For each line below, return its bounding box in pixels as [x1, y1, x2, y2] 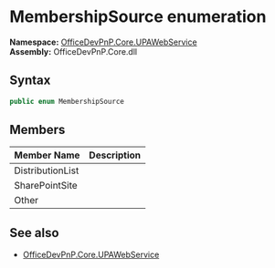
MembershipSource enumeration [9, 6, 267, 27]
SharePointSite [14, 180, 78, 192]
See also [9, 225, 59, 241]
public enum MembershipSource [9, 97, 125, 106]
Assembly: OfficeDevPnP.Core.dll [9, 46, 138, 57]
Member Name [14, 149, 80, 161]
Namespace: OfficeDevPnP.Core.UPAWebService [9, 36, 198, 47]
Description [89, 149, 142, 161]
